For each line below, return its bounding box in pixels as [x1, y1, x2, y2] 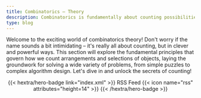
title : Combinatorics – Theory [6, 8, 84, 15]
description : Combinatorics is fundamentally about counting [6, 14, 162, 20]
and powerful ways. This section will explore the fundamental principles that [6, 49, 194, 56]
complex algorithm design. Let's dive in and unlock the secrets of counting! [6, 68, 192, 75]
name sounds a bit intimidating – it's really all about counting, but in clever [6, 42, 188, 49]
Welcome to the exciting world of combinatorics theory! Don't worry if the [6, 36, 188, 43]
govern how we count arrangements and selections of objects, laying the [6, 55, 187, 62]
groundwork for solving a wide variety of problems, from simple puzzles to [6, 61, 190, 68]
